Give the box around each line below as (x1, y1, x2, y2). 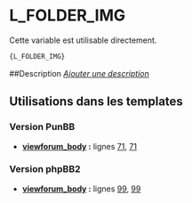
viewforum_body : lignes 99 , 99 (21, 183, 141, 194)
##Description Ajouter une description (9, 68, 149, 78)
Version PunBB (9, 121, 76, 134)
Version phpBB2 (9, 163, 82, 175)
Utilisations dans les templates (9, 94, 184, 110)
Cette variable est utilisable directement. (9, 35, 157, 45)
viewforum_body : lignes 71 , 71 (21, 141, 138, 151)
